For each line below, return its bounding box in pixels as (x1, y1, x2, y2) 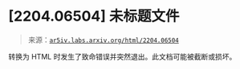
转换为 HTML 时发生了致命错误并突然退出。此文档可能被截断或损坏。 (8, 52, 237, 61)
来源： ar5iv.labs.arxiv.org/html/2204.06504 (27, 35, 179, 44)
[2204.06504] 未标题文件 (8, 7, 180, 25)
